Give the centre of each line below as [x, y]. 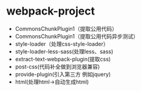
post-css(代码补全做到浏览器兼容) [57, 66]
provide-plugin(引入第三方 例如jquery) [63, 74]
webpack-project [51, 11]
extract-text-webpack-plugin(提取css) [63, 59]
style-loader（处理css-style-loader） [62, 44]
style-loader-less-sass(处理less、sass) [64, 51]
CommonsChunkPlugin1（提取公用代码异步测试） [77, 36]
